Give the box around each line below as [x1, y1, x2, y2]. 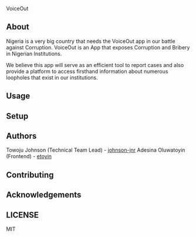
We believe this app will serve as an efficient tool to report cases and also [6, 61, 184, 68]
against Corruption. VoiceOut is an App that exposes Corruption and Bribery [6, 44, 190, 51]
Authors [6, 131, 37, 141]
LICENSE [6, 210, 39, 220]
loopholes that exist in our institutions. [6, 74, 98, 81]
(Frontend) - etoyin [6, 153, 52, 160]
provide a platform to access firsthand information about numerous [6, 68, 168, 75]
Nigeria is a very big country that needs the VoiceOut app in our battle [6, 38, 175, 45]
